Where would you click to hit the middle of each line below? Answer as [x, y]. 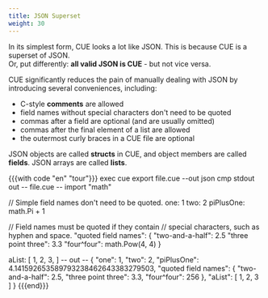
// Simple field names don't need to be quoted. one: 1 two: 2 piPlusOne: [127, 202]
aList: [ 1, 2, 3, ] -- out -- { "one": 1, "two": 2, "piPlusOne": [104, 259]
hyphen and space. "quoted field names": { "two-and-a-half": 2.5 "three [128, 235]
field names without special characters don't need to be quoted [126, 112]
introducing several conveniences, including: [83, 88]
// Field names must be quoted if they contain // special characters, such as [134, 227]
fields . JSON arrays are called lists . [68, 162]
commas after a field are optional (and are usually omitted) [117, 121]
